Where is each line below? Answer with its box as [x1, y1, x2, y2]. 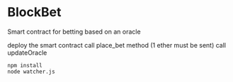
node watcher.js [7, 68, 55, 75]
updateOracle [7, 48, 47, 57]
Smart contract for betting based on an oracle [7, 27, 141, 36]
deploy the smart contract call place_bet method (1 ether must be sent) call [7, 41, 227, 49]
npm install [7, 62, 42, 69]
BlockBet [7, 4, 62, 20]
